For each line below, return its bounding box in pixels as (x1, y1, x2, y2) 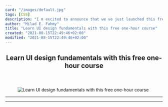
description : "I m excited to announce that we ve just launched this (5, 16, 155, 21)
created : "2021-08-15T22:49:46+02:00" (5, 30, 86, 35)
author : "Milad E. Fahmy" (5, 21, 59, 26)
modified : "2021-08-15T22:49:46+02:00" (5, 35, 88, 40)
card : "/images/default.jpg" (5, 7, 66, 12)
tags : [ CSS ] (5, 12, 30, 17)
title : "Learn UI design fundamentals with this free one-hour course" (5, 26, 157, 31)
